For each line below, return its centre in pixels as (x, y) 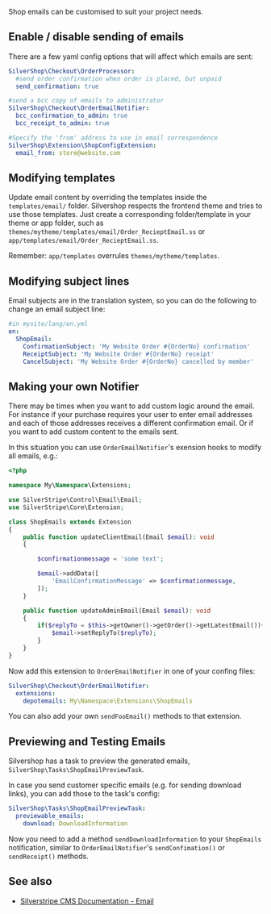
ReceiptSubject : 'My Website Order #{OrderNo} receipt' (119, 354)
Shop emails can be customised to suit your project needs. (106, 12)
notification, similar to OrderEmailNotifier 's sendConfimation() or (117, 847)
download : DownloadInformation (75, 823)
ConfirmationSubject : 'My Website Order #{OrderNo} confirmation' (137, 346)
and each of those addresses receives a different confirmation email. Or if (131, 424)
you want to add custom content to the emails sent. (94, 432)
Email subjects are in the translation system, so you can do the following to (132, 301)
